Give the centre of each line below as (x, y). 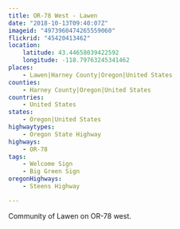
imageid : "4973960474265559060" (62, 30)
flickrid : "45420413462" (49, 38)
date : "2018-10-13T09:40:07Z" (59, 23)
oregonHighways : (35, 179)
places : (21, 68)
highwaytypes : (32, 127)
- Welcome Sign (48, 164)
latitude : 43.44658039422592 (71, 53)
